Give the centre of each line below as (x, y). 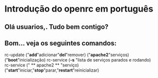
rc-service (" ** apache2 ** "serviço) (42, 65)
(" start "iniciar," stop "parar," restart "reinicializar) (52, 70)
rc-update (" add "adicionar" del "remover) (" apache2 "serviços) (67, 55)
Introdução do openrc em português (79, 9)
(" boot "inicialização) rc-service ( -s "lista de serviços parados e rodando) (78, 60)
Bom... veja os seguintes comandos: (61, 43)
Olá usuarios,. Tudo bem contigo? (56, 27)
